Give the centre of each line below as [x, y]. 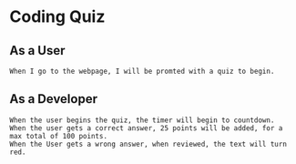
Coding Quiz [57, 17]
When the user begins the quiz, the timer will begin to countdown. [142, 120]
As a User [37, 51]
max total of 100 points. [58, 136]
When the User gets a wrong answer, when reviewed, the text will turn [148, 144]
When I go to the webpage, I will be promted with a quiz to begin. [142, 71]
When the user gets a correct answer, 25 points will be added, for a [146, 128]
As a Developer [54, 99]
